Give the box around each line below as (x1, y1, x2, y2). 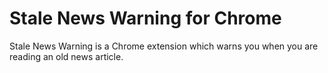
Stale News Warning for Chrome (9, 7, 282, 30)
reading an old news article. (9, 50, 124, 62)
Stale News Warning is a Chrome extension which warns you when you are (9, 40, 319, 52)
